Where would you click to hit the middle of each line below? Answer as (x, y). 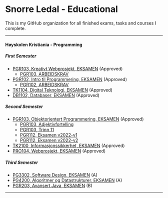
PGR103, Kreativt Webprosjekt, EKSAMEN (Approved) (67, 68)
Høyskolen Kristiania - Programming (44, 44)
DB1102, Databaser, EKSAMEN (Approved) (56, 95)
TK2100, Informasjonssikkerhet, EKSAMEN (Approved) (68, 145)
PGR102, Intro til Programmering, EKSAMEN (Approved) (70, 79)
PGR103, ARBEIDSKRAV (44, 74)
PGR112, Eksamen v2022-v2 (49, 140)
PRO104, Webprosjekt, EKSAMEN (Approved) (59, 151)
